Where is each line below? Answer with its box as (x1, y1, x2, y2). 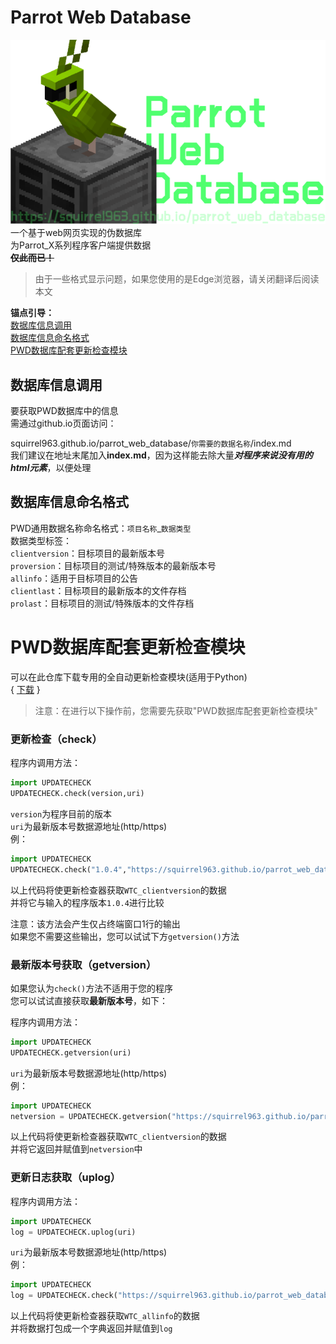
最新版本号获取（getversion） (10, 957, 157, 971)
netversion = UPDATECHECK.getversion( (10, 1111, 172, 1121)
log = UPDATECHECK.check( (10, 1291, 118, 1301)
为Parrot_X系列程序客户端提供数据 (10, 239, 152, 251)
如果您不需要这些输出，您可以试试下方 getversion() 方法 (10, 930, 240, 942)
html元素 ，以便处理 (10, 462, 92, 474)
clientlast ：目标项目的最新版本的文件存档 (10, 584, 187, 596)
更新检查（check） (10, 732, 103, 746)
